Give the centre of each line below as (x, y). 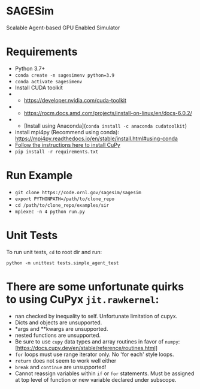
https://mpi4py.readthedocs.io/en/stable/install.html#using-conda (96, 138)
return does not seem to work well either (66, 360)
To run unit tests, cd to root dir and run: (54, 252)
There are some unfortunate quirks (95, 287)
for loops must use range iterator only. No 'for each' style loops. (94, 354)
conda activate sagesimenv (49, 82)
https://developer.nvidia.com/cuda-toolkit (75, 100)
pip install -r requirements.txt (57, 152)
